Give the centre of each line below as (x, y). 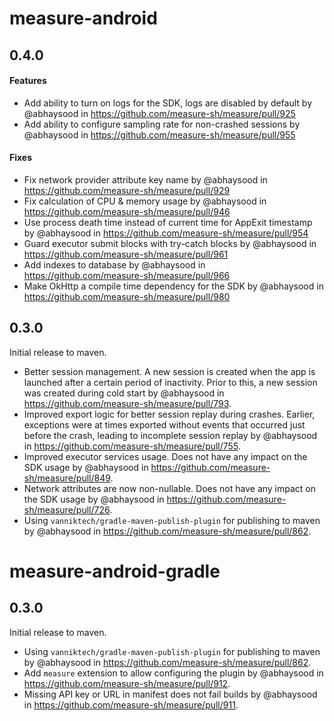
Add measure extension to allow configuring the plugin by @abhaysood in (173, 673)
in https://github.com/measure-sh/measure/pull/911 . (131, 704)
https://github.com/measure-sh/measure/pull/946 (127, 211)
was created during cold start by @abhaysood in (124, 393)
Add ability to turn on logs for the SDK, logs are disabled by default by (167, 103)
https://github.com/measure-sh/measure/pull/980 (127, 296)
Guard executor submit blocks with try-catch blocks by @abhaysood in (170, 243)
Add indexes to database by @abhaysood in (114, 264)
